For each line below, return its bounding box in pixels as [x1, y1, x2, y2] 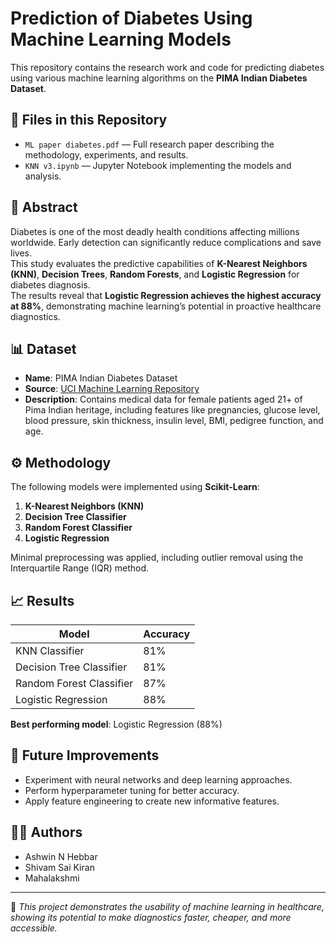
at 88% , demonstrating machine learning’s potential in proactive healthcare [10, 300, 322, 312]
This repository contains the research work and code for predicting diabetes [10, 61, 325, 73]
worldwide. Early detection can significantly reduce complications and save [10, 236, 322, 248]
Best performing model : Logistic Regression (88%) [10, 718, 223, 730]
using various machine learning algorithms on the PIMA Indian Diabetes [10, 72, 308, 84]
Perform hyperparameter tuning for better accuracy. [24, 784, 240, 796]
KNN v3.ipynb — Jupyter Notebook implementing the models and [24, 159, 292, 171]
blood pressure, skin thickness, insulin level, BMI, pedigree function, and [24, 415, 324, 427]
